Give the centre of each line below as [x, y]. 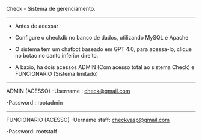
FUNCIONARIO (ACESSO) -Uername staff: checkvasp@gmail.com [88, 120]
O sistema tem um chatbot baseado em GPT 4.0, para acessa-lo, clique [103, 49]
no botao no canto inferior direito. [57, 56]
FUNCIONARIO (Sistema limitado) [56, 74]
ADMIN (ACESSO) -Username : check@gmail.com [68, 91]
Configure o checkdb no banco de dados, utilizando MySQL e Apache [102, 38]
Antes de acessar [37, 26]
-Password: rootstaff [32, 131]
